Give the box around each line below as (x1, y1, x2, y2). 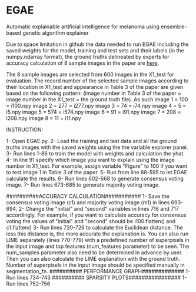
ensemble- (161, 23, 187, 30)
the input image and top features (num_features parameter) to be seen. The (6, 243, 190, 250)
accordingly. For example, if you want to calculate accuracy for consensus (6, 211, 187, 218)
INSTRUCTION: (6, 126, 43, 133)
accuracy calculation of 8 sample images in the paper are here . (6, 59, 160, 67)
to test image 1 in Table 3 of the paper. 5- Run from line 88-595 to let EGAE (6, 168, 187, 175)
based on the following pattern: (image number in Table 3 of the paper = (6, 89, 181, 97)
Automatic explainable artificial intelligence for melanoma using (6, 23, 160, 30)
